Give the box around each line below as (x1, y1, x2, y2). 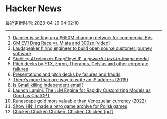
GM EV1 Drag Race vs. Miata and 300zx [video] (12, 40, 110, 46)
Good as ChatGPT (12, 92, 50, 98)
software (12, 50, 31, 56)
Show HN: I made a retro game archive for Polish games (12, 103, 128, 109)
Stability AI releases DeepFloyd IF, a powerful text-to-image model (12, 56, 149, 61)
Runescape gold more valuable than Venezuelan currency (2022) (12, 98, 146, 104)
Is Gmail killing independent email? (12, 82, 84, 88)
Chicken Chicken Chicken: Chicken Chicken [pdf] (12, 108, 114, 114)
